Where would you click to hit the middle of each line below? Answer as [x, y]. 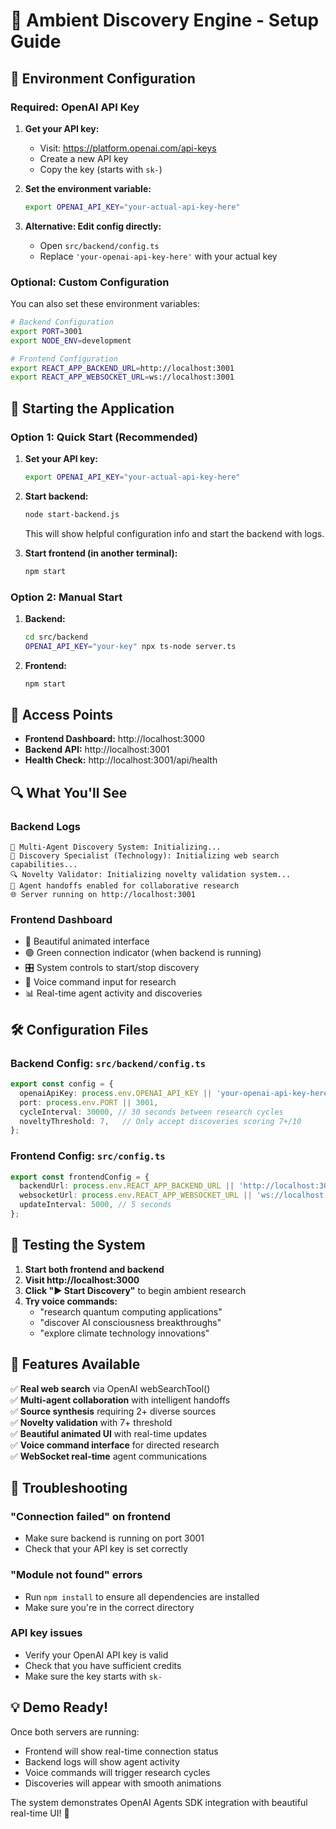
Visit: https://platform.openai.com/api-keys [128, 148]
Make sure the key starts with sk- [93, 1676]
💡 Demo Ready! [59, 1707]
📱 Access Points [62, 714]
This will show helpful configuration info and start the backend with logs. [174, 533]
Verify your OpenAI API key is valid [96, 1655]
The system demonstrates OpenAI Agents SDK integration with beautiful [159, 1802]
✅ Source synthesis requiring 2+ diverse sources [113, 1411]
